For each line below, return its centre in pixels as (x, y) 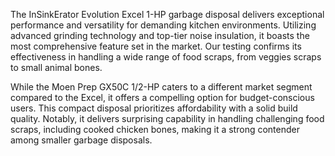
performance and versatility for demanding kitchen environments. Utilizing (163, 25)
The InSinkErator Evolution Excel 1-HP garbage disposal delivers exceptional (167, 14)
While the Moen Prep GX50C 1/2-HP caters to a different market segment (161, 87)
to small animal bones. (56, 67)
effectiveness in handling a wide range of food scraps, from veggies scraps (166, 57)
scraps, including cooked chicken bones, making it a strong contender (155, 129)
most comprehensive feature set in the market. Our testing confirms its (156, 46)
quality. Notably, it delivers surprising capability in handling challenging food (167, 118)
